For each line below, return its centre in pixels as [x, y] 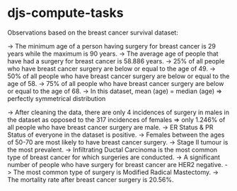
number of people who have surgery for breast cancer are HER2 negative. [115, 164]
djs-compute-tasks [65, 13]
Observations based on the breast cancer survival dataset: [93, 32]
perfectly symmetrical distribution [57, 98]
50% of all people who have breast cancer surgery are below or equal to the [118, 76]
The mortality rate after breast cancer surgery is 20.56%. [91, 179]
